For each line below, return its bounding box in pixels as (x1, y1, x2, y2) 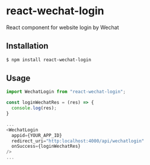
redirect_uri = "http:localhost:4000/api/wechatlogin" (11, 138, 145, 144)
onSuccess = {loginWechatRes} (11, 144, 81, 150)
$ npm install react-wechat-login (6, 56, 92, 63)
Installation (6, 41, 49, 51)
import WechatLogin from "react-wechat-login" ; (6, 89, 126, 95)
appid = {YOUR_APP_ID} (11, 132, 62, 138)
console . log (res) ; (11, 105, 58, 111)
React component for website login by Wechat (6, 24, 120, 31)
